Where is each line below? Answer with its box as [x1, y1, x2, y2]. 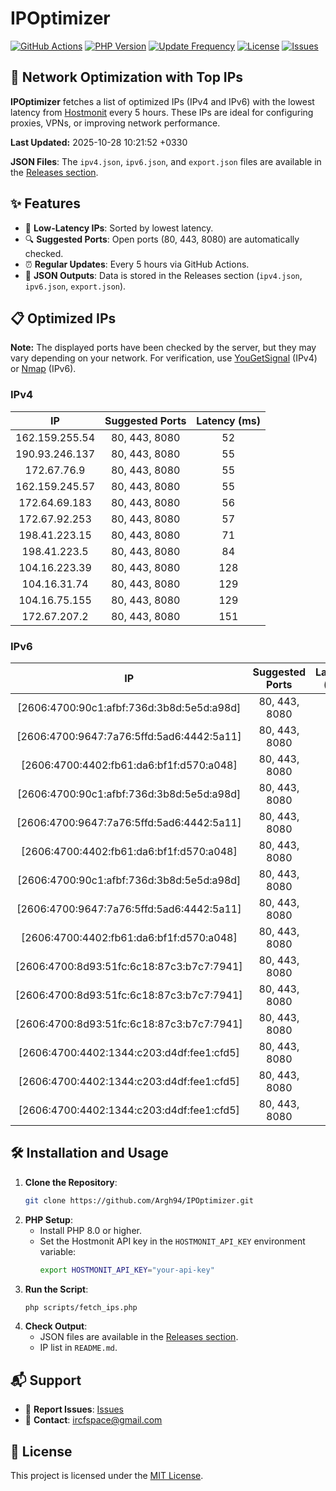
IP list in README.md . [39, 1342, 118, 1354]
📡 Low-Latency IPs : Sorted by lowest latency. [24, 222, 214, 234]
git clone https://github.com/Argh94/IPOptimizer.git [24, 1195, 254, 1206]
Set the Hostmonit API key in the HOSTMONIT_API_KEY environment [39, 1235, 306, 1247]
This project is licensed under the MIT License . [10, 1470, 204, 1482]
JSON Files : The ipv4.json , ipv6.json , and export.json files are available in [10, 155, 322, 167]
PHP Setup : [24, 1213, 73, 1226]
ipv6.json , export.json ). [24, 280, 127, 292]
